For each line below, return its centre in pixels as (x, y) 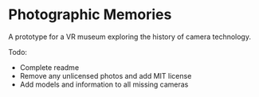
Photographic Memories (90, 15)
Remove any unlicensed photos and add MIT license (106, 76)
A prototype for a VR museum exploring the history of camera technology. (129, 37)
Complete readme (49, 67)
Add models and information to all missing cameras (104, 84)
